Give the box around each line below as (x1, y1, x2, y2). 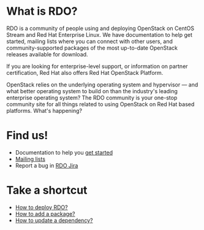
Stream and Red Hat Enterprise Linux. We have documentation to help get (6, 31, 193, 38)
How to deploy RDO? (15, 204, 69, 211)
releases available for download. (6, 50, 88, 58)
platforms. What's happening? (6, 107, 83, 114)
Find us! (6, 129, 48, 142)
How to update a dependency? (15, 217, 93, 224)
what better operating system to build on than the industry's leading (6, 87, 178, 94)
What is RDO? (6, 4, 78, 18)
